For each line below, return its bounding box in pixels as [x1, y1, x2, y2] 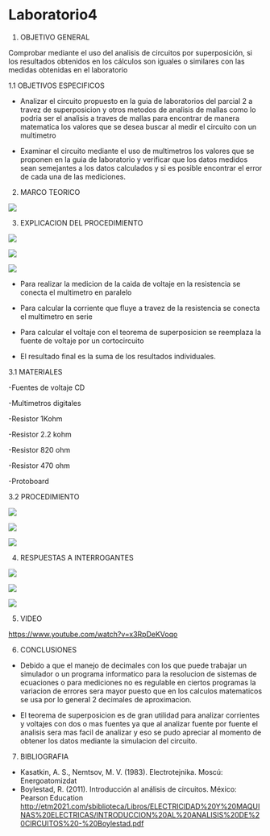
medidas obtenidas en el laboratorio [8, 64, 128, 74]
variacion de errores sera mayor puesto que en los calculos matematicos [19, 686, 263, 696]
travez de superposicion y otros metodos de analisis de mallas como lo [19, 105, 256, 114]
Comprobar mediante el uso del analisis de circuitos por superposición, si [8, 48, 252, 57]
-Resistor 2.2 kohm [8, 429, 72, 439]
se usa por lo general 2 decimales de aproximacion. [19, 694, 192, 704]
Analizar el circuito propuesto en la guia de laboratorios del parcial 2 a [19, 96, 253, 106]
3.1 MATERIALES [8, 366, 63, 376]
